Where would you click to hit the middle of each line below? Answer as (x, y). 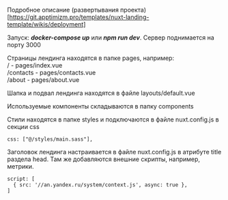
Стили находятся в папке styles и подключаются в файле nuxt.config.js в (113, 119)
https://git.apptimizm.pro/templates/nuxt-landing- (79, 17)
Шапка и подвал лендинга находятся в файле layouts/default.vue (101, 93)
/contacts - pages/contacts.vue (52, 72)
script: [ (21, 179)
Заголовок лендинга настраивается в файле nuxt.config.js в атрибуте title (114, 152)
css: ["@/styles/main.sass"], (50, 139)
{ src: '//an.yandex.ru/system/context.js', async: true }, (100, 185)
